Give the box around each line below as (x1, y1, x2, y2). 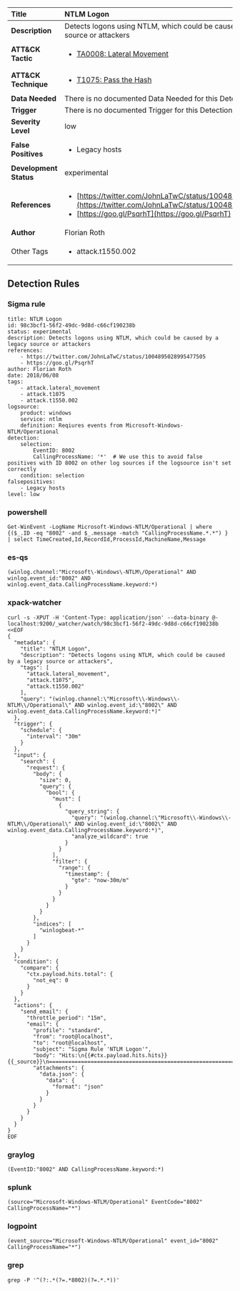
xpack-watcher (7, 598, 62, 608)
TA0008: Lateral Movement (76, 49, 169, 59)
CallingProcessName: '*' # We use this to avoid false (33, 453, 203, 460)
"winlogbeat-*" (39, 926, 84, 934)
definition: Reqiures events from (20, 422, 123, 429)
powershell (7, 507, 48, 517)
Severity (11, 117, 41, 127)
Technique (11, 79, 49, 89)
